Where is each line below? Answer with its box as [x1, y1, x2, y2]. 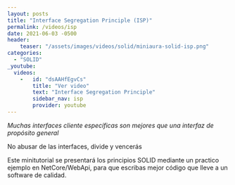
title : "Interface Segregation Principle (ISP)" [7, 17, 153, 24]
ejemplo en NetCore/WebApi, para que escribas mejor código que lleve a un [7, 163, 228, 172]
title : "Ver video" [32, 82, 90, 89]
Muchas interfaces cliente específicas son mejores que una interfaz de [7, 121, 215, 129]
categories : [7, 50, 42, 57]
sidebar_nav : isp [32, 96, 83, 103]
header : [7, 37, 30, 44]
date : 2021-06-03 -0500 [7, 30, 77, 37]
